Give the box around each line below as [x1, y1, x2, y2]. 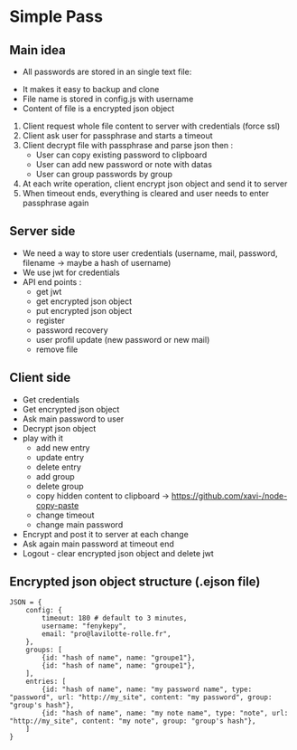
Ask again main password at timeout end [22, 538, 174, 549]
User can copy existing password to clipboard [35, 149, 208, 160]
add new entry [35, 441, 90, 453]
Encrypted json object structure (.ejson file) [9, 574, 261, 590]
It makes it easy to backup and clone [22, 84, 160, 94]
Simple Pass [9, 6, 104, 27]
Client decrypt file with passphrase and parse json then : [22, 140, 234, 150]
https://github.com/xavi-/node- [171, 490, 288, 501]
